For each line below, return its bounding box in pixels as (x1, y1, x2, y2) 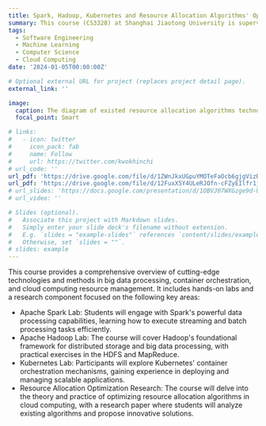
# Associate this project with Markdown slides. (8, 215, 179, 224)
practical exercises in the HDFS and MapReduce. (19, 350, 180, 359)
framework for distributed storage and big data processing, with (19, 341, 229, 351)
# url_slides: (8, 187, 55, 195)
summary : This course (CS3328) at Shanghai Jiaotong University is (8, 19, 236, 27)
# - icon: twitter (8, 135, 77, 143)
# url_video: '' (8, 195, 62, 203)
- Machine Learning (15, 41, 80, 49)
